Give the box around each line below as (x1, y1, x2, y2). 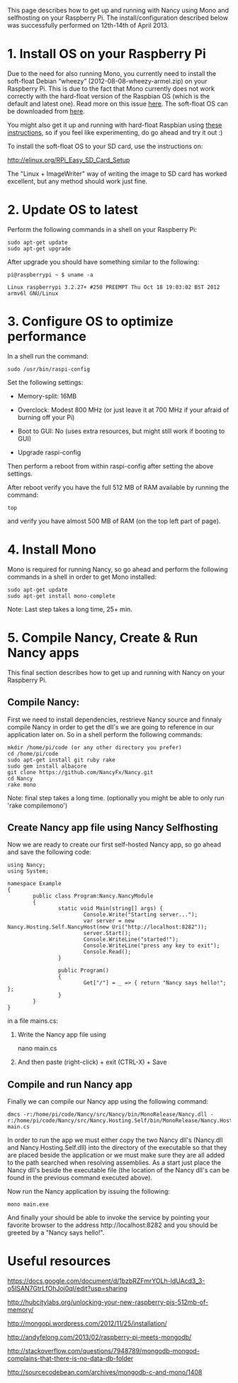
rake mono (7, 781, 37, 788)
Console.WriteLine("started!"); (83, 936, 179, 944)
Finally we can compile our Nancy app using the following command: (7, 1097, 209, 1106)
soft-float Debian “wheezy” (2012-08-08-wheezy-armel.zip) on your (7, 77, 208, 85)
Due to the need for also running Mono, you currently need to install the (7, 69, 217, 77)
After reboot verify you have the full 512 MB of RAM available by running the (7, 483, 229, 491)
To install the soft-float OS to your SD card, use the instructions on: (7, 142, 203, 150)
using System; (7, 868, 50, 875)
